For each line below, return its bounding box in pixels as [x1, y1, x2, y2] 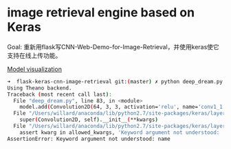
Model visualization [7, 65, 62, 73]
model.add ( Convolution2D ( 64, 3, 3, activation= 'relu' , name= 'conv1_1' [19, 104, 226, 111]
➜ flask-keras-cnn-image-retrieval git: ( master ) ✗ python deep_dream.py [7, 78, 223, 85]
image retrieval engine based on [7, 5, 195, 21]
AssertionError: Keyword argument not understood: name [7, 135, 170, 142]
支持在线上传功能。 [7, 51, 62, 59]
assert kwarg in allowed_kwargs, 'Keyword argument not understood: [19, 128, 220, 136]
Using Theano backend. [7, 84, 72, 92]
